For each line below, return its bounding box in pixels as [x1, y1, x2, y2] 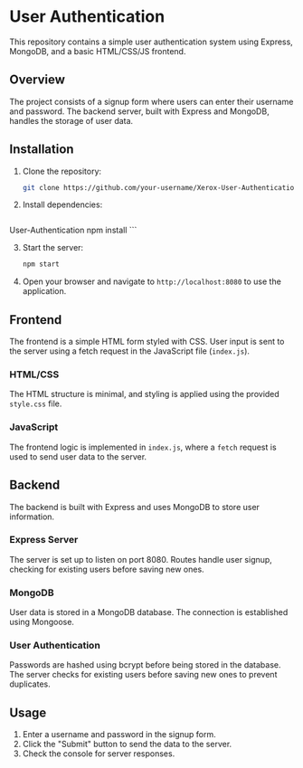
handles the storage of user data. [9, 115, 134, 126]
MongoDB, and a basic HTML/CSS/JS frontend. [9, 45, 186, 56]
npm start [22, 260, 61, 269]
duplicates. [9, 678, 52, 689]
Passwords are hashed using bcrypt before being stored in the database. [9, 659, 282, 670]
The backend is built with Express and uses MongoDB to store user [9, 501, 260, 512]
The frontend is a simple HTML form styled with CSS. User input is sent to [9, 337, 285, 347]
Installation [9, 142, 74, 157]
